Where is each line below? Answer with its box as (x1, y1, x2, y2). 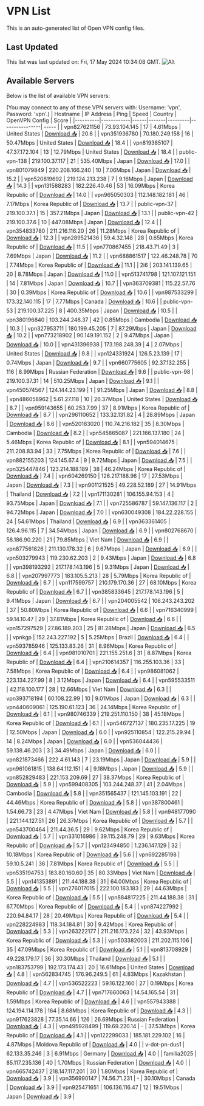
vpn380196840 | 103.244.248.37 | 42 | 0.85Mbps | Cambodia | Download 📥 (6, 316, 197, 323)
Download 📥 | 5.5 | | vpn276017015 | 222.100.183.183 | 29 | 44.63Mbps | (6, 884, 187, 891)
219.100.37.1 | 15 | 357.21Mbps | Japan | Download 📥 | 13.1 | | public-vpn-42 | (6, 209, 198, 216)
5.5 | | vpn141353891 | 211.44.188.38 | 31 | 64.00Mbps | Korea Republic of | (6, 878, 192, 885)
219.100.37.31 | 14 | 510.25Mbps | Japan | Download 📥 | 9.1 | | (6, 377, 160, 384)
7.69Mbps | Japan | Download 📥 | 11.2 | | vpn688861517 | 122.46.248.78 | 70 (6, 252, 198, 259)
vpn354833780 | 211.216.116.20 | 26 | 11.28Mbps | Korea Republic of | (6, 227, 179, 235)
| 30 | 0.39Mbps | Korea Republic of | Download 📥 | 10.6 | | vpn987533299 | (6, 289, 197, 296)
